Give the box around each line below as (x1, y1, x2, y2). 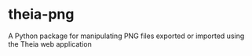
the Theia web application (8, 39, 92, 48)
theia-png (8, 5, 75, 23)
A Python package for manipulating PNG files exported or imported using (8, 31, 245, 40)
